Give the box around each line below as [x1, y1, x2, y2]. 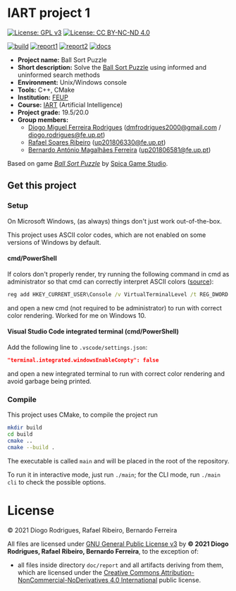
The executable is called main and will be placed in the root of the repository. [7, 456, 230, 465]
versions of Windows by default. [7, 238, 101, 246]
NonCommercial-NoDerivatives [17, 575, 109, 584]
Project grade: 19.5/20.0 [17, 108, 89, 116]
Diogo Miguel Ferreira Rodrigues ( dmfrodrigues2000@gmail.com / [27, 123, 221, 131]
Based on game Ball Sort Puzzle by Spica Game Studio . [7, 159, 168, 167]
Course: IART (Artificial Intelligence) [17, 100, 123, 109]
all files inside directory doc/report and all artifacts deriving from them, [17, 561, 224, 569]
